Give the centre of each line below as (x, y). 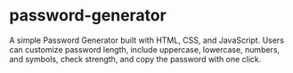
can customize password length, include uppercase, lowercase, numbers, (145, 49)
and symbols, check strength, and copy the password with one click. (135, 59)
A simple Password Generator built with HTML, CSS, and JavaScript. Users (147, 40)
